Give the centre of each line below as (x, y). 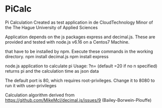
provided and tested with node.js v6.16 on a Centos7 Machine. (67, 42)
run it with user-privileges (31, 85)
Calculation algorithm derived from (40, 95)
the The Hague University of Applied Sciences (52, 27)
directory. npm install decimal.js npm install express (57, 56)
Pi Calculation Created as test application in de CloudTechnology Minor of (79, 22)
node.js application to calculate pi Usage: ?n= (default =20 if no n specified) (81, 66)
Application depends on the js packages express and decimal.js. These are (80, 37)
